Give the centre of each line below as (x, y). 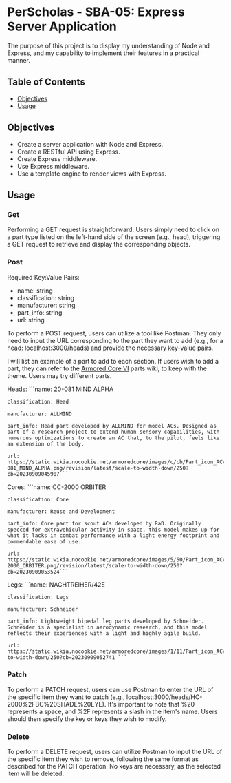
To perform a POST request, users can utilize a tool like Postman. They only (114, 333)
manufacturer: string (46, 305)
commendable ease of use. (44, 541)
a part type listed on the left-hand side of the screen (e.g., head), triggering (114, 237)
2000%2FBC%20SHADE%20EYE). (57, 704)
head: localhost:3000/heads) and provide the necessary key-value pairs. (110, 348)
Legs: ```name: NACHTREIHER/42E (56, 584)
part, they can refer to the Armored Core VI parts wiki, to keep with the (107, 368)
